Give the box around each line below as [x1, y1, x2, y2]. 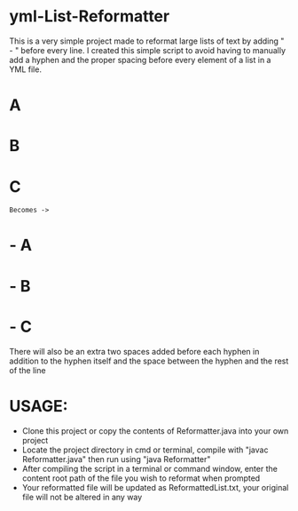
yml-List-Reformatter [9, 6, 170, 27]
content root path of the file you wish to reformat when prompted [21, 473, 261, 483]
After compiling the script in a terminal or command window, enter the [21, 463, 278, 474]
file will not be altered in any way [21, 491, 143, 502]
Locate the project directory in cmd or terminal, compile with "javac [21, 444, 269, 455]
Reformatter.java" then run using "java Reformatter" [21, 453, 211, 464]
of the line [9, 364, 46, 375]
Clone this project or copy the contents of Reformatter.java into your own [21, 425, 289, 436]
